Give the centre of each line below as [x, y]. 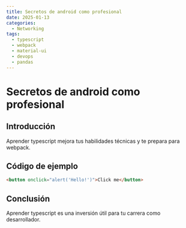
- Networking [28, 28]
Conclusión [28, 199]
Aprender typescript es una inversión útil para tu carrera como [83, 213]
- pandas [22, 62]
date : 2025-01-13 [28, 17]
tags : [13, 34]
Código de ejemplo [42, 166]
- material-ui [29, 51]
